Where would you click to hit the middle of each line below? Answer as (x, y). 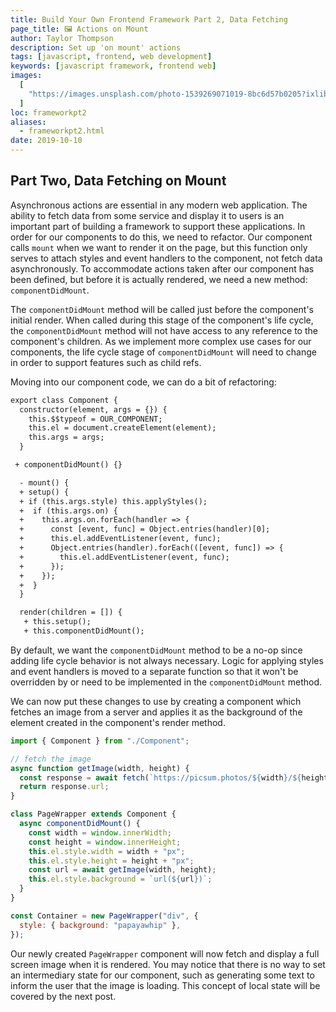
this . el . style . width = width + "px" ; (107, 851)
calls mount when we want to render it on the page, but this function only (159, 247)
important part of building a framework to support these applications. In (158, 226)
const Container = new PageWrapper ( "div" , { (104, 916)
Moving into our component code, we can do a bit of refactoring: (143, 382)
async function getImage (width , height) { (100, 768)
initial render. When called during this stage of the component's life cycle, (162, 320)
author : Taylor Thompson (62, 38)
